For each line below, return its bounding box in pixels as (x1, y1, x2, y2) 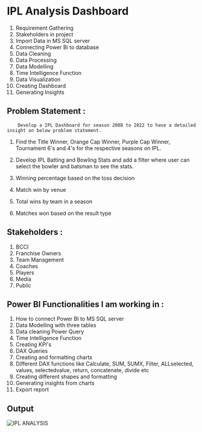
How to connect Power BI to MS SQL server (15, 315, 124, 322)
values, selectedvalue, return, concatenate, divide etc (15, 367, 150, 374)
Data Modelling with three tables (15, 322, 96, 329)
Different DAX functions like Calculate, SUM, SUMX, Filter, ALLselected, (15, 360, 194, 367)
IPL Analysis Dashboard (7, 4, 129, 18)
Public (15, 281, 32, 289)
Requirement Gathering (15, 24, 74, 31)
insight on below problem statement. (7, 127, 102, 134)
